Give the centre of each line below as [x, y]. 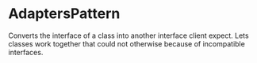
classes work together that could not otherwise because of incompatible [127, 43]
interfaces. [26, 52]
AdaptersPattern [64, 14]
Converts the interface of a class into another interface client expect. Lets [128, 35]
